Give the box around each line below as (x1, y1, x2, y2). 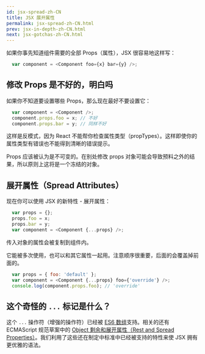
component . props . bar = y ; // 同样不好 (12, 120, 107, 127)
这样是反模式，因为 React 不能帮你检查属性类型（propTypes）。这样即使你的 (6, 132, 198, 140)
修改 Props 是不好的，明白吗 (6, 80, 113, 90)
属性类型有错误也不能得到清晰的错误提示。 (6, 140, 113, 147)
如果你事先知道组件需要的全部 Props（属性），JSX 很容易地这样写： (6, 49, 176, 57)
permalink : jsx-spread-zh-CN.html (6, 20, 95, 26)
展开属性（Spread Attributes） (6, 180, 124, 190)
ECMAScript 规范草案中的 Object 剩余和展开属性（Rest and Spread (6, 326, 174, 333)
